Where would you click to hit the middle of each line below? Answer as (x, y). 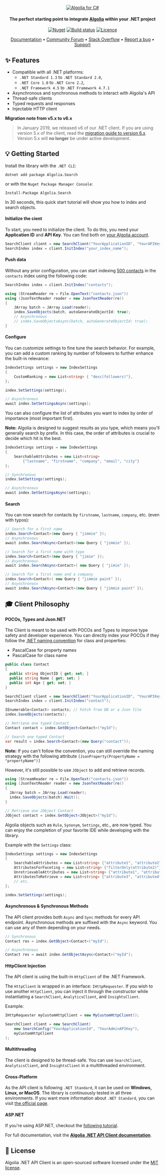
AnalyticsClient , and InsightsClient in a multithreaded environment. (75, 1065)
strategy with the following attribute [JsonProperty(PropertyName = (72, 756)
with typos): (17, 520)
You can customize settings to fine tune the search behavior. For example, (80, 348)
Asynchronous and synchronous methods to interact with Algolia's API (83, 93)
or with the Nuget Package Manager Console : (49, 184)
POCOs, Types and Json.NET (36, 619)
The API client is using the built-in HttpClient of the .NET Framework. (75, 977)
